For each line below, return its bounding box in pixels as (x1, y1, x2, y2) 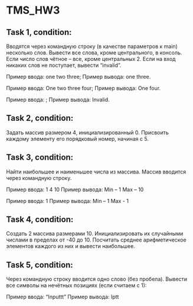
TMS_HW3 (6, 4, 60, 17)
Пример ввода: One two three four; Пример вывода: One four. (6, 85, 161, 92)
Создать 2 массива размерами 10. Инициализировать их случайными (6, 230, 184, 237)
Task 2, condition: (6, 113, 74, 123)
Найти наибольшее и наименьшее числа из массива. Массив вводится (6, 168, 187, 175)
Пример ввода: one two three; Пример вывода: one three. (6, 73, 151, 80)
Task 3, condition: (6, 152, 74, 163)
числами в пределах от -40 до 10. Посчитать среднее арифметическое (6, 236, 187, 243)
